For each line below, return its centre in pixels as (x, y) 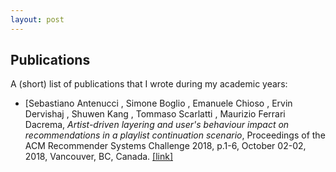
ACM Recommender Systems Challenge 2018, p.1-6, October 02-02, (165, 146)
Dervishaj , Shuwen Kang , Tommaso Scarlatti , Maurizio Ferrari (155, 114)
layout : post (37, 19)
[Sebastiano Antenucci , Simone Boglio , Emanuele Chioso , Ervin (158, 103)
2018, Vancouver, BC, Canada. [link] (98, 157)
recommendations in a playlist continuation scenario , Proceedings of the (175, 135)
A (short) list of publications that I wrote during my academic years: (149, 84)
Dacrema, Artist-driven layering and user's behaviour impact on (157, 125)
